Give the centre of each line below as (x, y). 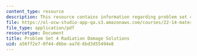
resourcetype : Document (35, 33)
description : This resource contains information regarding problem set (97, 17)
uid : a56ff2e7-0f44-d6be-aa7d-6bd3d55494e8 (60, 44)
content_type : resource (35, 11)
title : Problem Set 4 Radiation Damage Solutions (68, 38)
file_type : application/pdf (40, 28)
